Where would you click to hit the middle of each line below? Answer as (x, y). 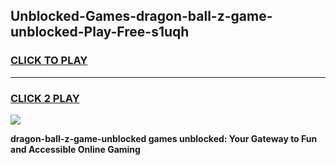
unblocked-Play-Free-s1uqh (100, 32)
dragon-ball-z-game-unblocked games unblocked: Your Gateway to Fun (164, 138)
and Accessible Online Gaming (75, 149)
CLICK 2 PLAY (45, 98)
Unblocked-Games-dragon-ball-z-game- (141, 16)
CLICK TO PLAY (49, 61)
